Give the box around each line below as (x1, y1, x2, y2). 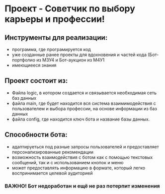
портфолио (11, 57, 36, 63)
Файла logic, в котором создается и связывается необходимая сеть (11, 90, 157, 96)
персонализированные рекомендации (11, 149, 94, 155)
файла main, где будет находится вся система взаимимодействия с (11, 100, 156, 106)
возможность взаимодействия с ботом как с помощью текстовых (11, 154, 153, 160)
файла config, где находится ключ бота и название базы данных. (11, 116, 150, 122)
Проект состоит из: (4, 76, 68, 85)
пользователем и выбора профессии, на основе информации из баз (11, 105, 157, 112)
